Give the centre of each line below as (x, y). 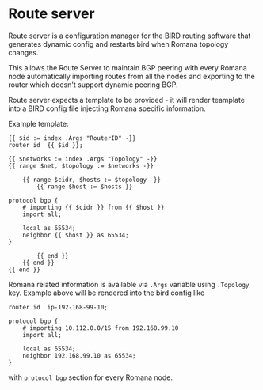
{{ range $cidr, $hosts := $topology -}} (91, 180)
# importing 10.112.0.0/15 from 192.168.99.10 (101, 328)
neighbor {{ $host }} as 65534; (76, 235)
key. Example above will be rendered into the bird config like (107, 293)
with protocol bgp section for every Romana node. (90, 377)
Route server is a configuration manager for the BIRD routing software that (130, 36)
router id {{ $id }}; (46, 145)
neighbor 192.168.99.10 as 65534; (79, 356)
